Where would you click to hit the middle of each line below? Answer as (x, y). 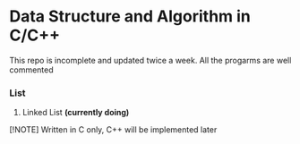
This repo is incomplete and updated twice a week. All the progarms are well (150, 60)
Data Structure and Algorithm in (130, 17)
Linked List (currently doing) (76, 113)
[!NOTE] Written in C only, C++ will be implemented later (113, 130)
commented (31, 70)
